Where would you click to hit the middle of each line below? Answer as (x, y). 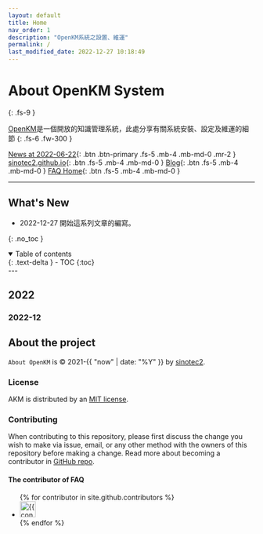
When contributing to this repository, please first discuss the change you (125, 437)
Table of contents (43, 254)
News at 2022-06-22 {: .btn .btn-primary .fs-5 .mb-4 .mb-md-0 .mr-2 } (122, 154)
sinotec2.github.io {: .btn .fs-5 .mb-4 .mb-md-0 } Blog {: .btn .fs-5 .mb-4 (123, 163)
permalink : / (29, 45)
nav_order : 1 (29, 30)
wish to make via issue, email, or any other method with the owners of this (128, 445)
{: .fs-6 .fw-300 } (45, 138)
